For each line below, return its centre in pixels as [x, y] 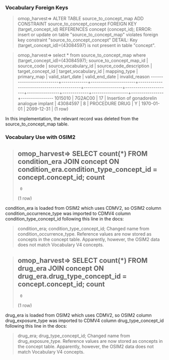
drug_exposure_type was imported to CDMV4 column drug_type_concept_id [84, 321]
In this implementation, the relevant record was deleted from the [72, 119]
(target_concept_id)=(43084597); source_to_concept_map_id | [83, 61]
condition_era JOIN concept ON [68, 162]
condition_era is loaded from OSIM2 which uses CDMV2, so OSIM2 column [83, 208]
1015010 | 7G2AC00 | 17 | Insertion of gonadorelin [106, 98]
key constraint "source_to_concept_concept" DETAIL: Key [77, 40]
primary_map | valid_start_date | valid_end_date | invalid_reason [83, 77]
